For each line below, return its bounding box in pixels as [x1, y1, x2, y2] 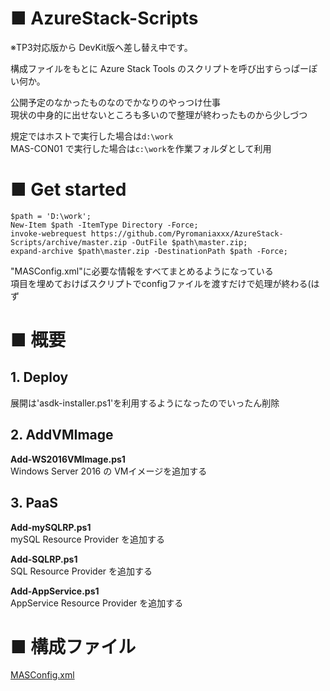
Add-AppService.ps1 [10, 585, 100, 597]
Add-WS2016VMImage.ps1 [10, 453, 126, 465]
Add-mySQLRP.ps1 [10, 521, 92, 533]
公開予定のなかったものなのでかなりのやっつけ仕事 [10, 96, 221, 108]
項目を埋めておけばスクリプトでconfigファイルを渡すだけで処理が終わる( [10, 277, 312, 289]
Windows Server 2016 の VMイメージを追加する [10, 465, 208, 477]
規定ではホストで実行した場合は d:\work [10, 130, 174, 142]
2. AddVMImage [10, 427, 114, 444]
